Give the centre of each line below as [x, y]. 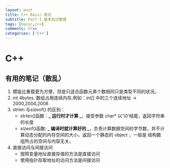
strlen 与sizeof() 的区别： [39, 110]
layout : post [19, 10]
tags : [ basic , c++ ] [25, 24]
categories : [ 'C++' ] [27, 33]
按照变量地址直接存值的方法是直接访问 [60, 154]
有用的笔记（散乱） [35, 78]
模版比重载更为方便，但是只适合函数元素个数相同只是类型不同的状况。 [86, 91]
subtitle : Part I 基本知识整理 [36, 19]
